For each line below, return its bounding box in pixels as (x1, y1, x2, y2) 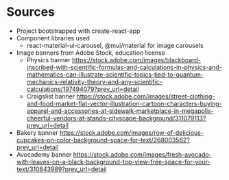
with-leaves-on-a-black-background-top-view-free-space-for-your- (16, 157, 210, 166)
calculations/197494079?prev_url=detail (26, 85, 139, 93)
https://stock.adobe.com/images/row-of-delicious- (60, 128, 204, 137)
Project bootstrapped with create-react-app (16, 27, 141, 35)
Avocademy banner (16, 150, 72, 158)
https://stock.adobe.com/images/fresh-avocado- (73, 150, 212, 158)
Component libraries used (16, 34, 91, 42)
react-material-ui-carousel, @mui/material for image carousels (26, 41, 204, 49)
